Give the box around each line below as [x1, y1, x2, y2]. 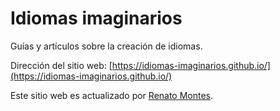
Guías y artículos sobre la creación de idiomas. [10, 40, 203, 52]
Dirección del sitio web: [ [10, 59, 113, 71]
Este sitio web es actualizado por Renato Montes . [10, 89, 214, 101]
